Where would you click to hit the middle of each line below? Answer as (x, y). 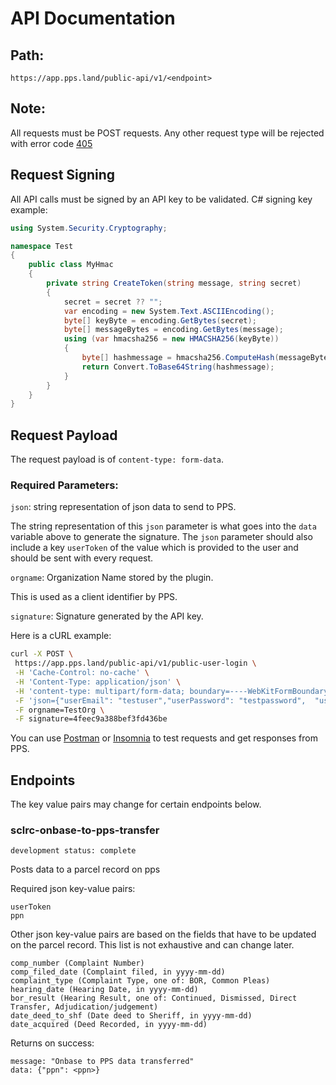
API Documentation (93, 18)
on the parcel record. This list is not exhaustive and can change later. (152, 945)
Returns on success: (52, 1043)
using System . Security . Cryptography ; (89, 228)
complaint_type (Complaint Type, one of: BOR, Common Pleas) (140, 981)
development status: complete (73, 851)
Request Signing (63, 175)
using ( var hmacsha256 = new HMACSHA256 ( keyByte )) (171, 339)
